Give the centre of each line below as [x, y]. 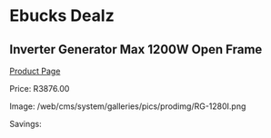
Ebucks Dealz [62, 16]
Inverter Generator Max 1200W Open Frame [136, 49]
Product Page [35, 71]
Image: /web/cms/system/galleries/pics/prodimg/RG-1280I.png [128, 106]
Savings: [26, 124]
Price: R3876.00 [40, 89]
